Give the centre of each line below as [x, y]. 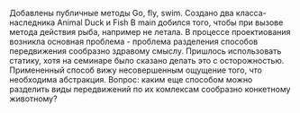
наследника [32, 22]
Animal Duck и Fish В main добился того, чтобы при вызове [170, 22]
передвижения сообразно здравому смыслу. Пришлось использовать [145, 51]
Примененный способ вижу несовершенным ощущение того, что [136, 70]
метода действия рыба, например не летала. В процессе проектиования [150, 32]
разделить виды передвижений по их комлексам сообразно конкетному [150, 89]
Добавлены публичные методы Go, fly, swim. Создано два [122, 13]
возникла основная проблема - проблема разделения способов [134, 41]
